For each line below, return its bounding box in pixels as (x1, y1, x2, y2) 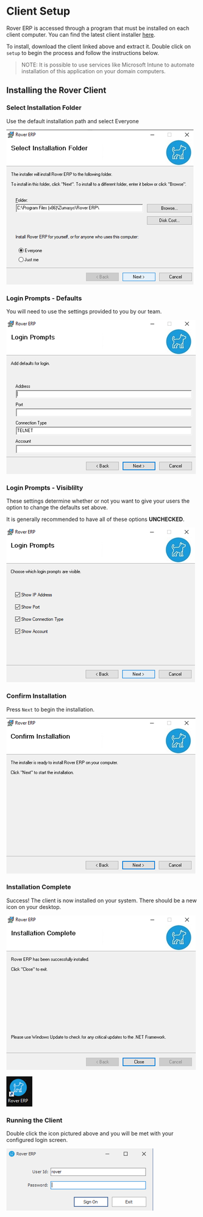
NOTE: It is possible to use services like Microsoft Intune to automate (21, 61, 195, 68)
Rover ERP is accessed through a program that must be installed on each (6, 24, 190, 32)
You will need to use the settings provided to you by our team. (6, 307, 162, 315)
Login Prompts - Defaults (6, 294, 82, 303)
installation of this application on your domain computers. (21, 67, 166, 74)
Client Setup (6, 4, 71, 18)
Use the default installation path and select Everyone (6, 117, 139, 124)
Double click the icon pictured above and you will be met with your (6, 1130, 174, 1137)
